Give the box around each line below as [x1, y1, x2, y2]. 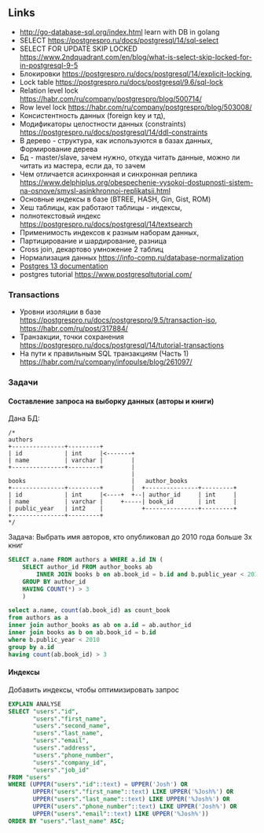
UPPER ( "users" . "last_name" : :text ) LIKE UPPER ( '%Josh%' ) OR [32, 795, 230, 803]
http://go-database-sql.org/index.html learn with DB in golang [19, 27, 220, 36]
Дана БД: [8, 414, 40, 423]
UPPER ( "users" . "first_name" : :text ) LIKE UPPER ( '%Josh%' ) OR [32, 788, 234, 796]
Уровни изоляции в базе [19, 307, 101, 317]
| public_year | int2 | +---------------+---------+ [8, 505, 237, 513]
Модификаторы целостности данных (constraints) [19, 119, 186, 128]
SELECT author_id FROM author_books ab [22, 563, 153, 571]
